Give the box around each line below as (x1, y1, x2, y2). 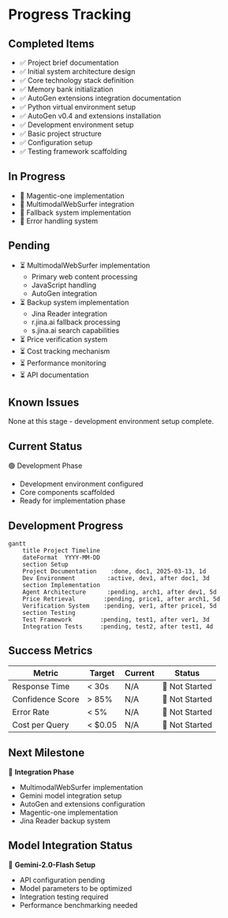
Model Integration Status (8, 839, 133, 852)
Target (89, 667, 115, 678)
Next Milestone (8, 746, 85, 759)
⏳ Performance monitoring (19, 358, 107, 368)
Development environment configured (19, 479, 144, 489)
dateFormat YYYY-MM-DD (22, 554, 101, 562)
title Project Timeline (22, 547, 101, 555)
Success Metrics (8, 644, 93, 658)
